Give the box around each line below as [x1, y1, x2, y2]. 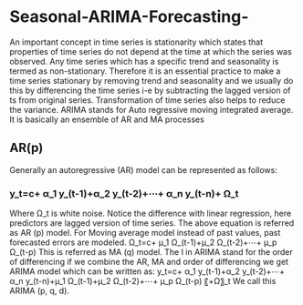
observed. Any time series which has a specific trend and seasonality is [9, 56, 279, 66]
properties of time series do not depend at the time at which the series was [9, 46, 292, 56]
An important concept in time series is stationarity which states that [9, 36, 264, 47]
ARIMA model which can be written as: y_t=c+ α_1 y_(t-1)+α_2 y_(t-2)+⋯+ [9, 266, 286, 277]
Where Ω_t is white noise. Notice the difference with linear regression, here [9, 208, 292, 219]
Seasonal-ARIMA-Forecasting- [9, 6, 249, 27]
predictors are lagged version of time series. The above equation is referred [9, 218, 295, 229]
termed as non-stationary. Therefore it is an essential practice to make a [9, 66, 281, 76]
